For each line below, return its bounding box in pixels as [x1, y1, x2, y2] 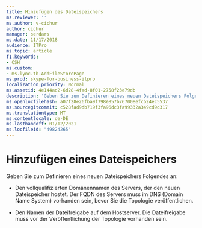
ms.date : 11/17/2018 [6, 37, 58, 43]
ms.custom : [6, 65, 34, 71]
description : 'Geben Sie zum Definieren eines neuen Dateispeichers [6, 93, 182, 99]
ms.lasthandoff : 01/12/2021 [6, 121, 77, 127]
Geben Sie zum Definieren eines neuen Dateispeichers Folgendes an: [6, 173, 178, 180]
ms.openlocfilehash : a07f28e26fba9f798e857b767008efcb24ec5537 [6, 98, 168, 104]
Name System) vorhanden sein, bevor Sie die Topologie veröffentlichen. [14, 197, 194, 204]
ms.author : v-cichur [6, 20, 58, 26]
